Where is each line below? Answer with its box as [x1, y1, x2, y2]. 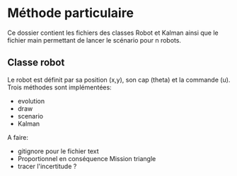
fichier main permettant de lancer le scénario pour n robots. [7, 35, 182, 44]
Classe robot [7, 57, 65, 69]
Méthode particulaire [7, 5, 134, 21]
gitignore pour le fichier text [17, 147, 99, 155]
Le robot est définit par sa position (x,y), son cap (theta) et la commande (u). [7, 75, 231, 84]
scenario [17, 111, 44, 120]
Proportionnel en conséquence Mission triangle [17, 154, 156, 163]
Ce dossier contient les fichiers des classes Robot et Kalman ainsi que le [7, 28, 219, 37]
